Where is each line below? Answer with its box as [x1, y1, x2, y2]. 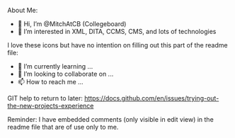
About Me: [7, 6, 38, 14]
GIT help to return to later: [7, 94, 83, 102]
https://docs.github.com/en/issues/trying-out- [84, 94, 219, 102]
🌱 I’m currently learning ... [17, 62, 93, 70]
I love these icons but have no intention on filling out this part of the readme [7, 41, 228, 49]
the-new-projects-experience [7, 102, 94, 110]
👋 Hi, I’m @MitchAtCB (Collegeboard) [17, 20, 127, 28]
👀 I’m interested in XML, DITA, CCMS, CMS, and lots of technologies [17, 28, 217, 35]
